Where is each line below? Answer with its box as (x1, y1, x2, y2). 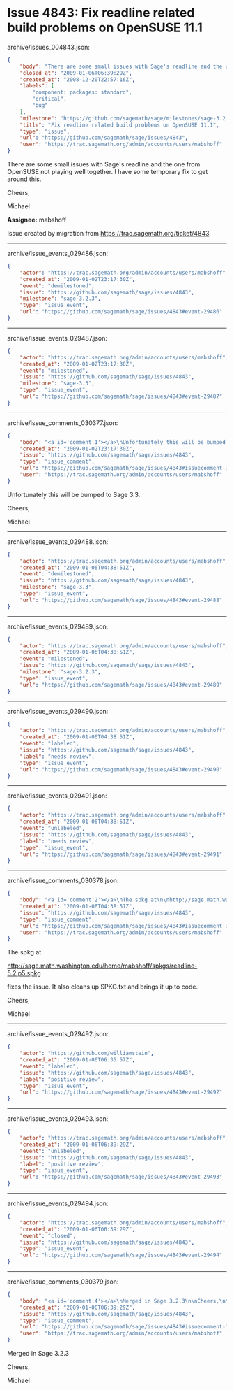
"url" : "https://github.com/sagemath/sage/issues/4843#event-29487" (19, 393, 223, 400)
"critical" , (32, 96, 68, 103)
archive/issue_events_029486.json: (7, 250, 109, 258)
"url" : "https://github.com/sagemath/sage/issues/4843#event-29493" (19, 1173, 223, 1181)
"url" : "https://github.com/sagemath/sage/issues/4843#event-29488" (19, 596, 223, 603)
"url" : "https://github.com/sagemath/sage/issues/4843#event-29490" (19, 766, 223, 773)
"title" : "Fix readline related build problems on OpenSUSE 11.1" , (19, 121, 219, 129)
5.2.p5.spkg (7, 969, 41, 977)
